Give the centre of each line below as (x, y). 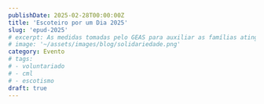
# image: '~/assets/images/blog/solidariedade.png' (94, 45)
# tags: (21, 59)
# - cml (21, 74)
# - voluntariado (37, 66)
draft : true (27, 88)
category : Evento (37, 52)
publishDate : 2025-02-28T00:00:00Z (66, 15)
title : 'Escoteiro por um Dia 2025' (68, 23)
